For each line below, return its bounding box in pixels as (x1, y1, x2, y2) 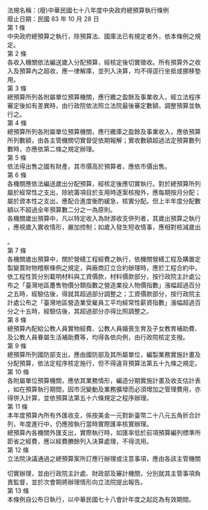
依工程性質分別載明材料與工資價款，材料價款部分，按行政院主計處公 (7, 273, 201, 280)
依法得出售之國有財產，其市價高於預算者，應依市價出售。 (7, 162, 171, 170)
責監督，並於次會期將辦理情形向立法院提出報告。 (7, 478, 146, 486)
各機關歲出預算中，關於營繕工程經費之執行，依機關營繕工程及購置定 (7, 255, 201, 263)
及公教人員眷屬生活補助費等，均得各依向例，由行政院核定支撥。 (7, 333, 189, 341)
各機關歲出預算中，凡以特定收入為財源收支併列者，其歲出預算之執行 (7, 214, 201, 222)
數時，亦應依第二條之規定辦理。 (7, 145, 98, 153)
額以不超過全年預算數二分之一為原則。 (7, 205, 116, 214)
